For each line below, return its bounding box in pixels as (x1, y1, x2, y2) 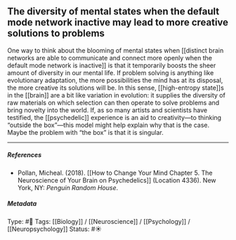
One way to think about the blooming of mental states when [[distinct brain (7, 46, 224, 55)
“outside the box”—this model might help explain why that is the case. (7, 121, 210, 129)
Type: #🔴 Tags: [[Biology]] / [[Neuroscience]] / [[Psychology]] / (7, 217, 191, 225)
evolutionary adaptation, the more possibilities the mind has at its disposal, (7, 76, 223, 84)
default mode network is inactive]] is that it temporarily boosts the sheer (7, 61, 216, 69)
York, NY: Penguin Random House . (17, 183, 119, 192)
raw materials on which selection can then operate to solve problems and (7, 98, 220, 107)
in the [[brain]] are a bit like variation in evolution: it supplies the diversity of (7, 91, 226, 99)
